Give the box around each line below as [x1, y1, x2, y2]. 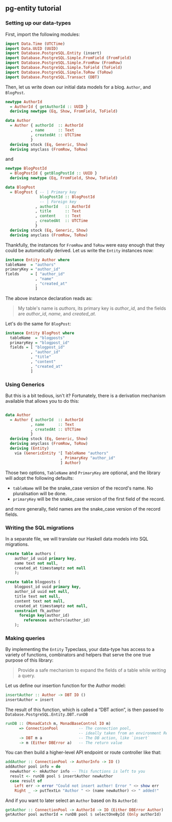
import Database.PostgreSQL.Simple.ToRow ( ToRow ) [5, 69, 114, 75]
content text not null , [14, 599, 66, 604]
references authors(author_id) [24, 618, 91, 623]
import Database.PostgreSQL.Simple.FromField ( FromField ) [5, 55, 132, 61]
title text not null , [14, 593, 60, 599]
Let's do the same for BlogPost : [5, 321, 72, 327]
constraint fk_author [14, 608, 60, 613]
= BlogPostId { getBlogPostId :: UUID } [10, 171, 97, 176]
